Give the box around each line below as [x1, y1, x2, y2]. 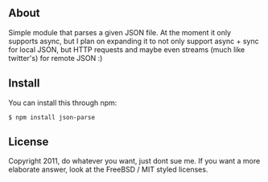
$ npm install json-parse [8, 113, 95, 121]
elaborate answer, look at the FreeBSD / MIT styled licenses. [8, 164, 208, 175]
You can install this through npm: [8, 98, 118, 107]
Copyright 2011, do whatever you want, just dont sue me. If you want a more [8, 156, 261, 166]
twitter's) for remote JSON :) [8, 53, 103, 63]
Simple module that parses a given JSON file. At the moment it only [8, 27, 232, 37]
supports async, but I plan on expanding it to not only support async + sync [8, 36, 259, 46]
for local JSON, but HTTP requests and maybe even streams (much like [8, 44, 245, 55]
